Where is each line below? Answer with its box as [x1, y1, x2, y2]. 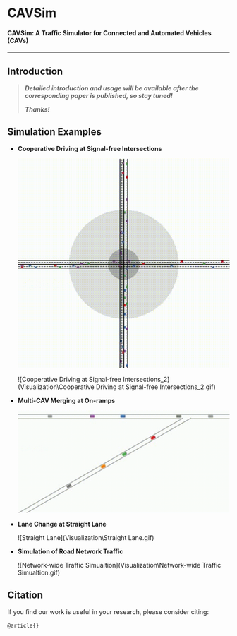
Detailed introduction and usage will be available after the [24, 84, 200, 92]
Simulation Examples [7, 126, 102, 138]
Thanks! [24, 105, 51, 114]
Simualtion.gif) [17, 568, 61, 577]
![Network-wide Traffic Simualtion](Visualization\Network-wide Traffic [17, 561, 221, 570]
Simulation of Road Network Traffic [17, 547, 123, 556]
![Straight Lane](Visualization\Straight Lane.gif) [17, 534, 154, 542]
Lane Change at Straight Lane [17, 520, 107, 529]
